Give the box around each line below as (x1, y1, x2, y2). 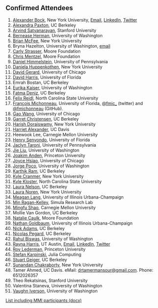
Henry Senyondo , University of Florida (12, 137, 90, 143)
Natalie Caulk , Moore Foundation (12, 215, 79, 221)
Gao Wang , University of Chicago (12, 110, 80, 117)
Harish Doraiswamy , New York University (12, 121, 96, 127)
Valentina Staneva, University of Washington (12, 282, 102, 288)
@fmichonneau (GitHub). (12, 105, 63, 111)
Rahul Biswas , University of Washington (12, 235, 93, 242)
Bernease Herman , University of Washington (12, 32, 103, 38)
